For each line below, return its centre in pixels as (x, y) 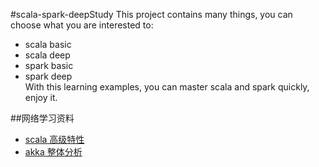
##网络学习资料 (42, 118)
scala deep (47, 55)
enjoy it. (41, 97)
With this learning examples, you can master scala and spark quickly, (167, 87)
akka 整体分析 (53, 152)
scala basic (48, 44)
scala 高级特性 (54, 139)
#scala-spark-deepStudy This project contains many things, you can (151, 14)
